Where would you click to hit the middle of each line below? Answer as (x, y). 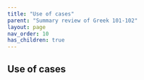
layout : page (27, 27)
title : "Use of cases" (41, 14)
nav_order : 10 (28, 34)
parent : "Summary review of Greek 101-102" (73, 21)
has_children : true (36, 40)
